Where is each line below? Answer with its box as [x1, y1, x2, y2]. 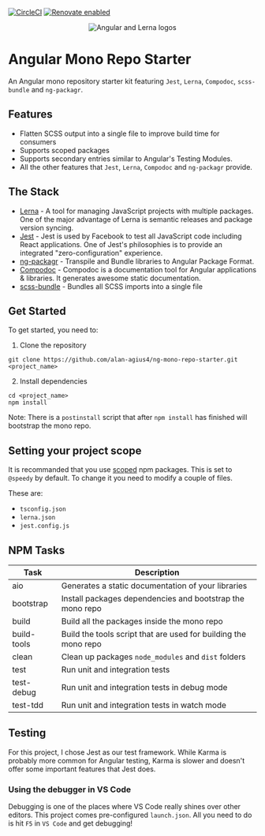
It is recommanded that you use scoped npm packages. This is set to [8, 465, 233, 474]
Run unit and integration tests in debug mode [61, 682, 228, 692]
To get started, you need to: [8, 325, 99, 335]
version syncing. [19, 223, 74, 232]
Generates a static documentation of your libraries [61, 580, 248, 591]
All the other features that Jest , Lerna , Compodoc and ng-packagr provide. [19, 162, 252, 171]
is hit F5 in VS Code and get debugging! [8, 819, 132, 828]
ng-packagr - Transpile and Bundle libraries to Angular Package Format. [19, 257, 255, 266]
